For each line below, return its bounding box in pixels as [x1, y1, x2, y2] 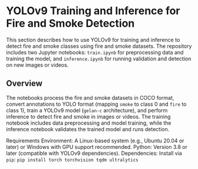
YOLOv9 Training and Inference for [6, 4, 181, 18]
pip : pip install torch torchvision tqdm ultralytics [6, 155, 138, 163]
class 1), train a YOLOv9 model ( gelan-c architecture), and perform [6, 106, 168, 113]
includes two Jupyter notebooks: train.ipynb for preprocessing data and [6, 48, 184, 56]
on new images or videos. [6, 61, 69, 69]
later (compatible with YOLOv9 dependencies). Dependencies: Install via [6, 149, 183, 157]
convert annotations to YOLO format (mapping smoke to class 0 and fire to [6, 100, 187, 108]
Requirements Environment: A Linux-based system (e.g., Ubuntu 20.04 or [6, 137, 184, 144]
